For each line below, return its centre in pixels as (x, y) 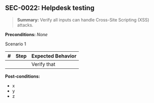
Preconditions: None (26, 34)
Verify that (43, 64)
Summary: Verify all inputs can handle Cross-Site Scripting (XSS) (83, 20)
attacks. (25, 25)
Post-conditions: (22, 76)
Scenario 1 (16, 44)
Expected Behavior (54, 56)
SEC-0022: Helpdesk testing (50, 8)
